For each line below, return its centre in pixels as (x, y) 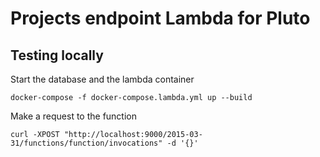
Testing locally (57, 55)
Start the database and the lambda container (102, 79)
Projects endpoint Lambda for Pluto (160, 18)
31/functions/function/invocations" (86, 143)
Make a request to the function (73, 116)
